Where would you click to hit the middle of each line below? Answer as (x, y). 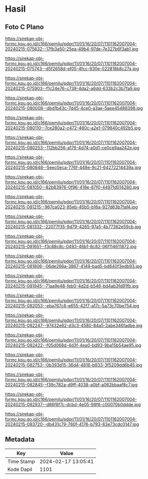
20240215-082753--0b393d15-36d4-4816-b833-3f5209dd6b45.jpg (74, 365)
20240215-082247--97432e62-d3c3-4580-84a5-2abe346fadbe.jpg (74, 325)
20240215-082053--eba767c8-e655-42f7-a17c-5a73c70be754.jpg (72, 306)
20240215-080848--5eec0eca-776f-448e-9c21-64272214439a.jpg (73, 167)
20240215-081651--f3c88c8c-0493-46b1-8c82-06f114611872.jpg (71, 246)
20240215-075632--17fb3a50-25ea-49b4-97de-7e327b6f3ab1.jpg (72, 49)
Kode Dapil (20, 469)
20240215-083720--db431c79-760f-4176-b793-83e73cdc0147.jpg (72, 424)
